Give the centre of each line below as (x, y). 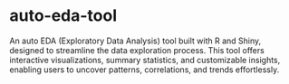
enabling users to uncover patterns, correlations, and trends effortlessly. (144, 70)
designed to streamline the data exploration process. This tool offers (137, 50)
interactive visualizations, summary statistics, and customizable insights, (145, 60)
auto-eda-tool (63, 16)
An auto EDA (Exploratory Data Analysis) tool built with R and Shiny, (135, 41)
